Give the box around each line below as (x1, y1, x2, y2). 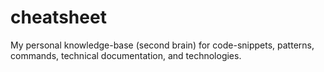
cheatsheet (10, 6, 107, 29)
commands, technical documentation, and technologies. (10, 49, 242, 61)
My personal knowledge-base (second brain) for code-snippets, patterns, (10, 39, 315, 51)
